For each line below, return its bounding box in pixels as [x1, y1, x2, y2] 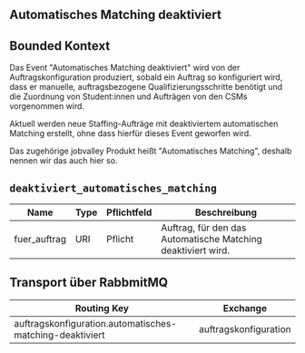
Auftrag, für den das [160, 221, 247, 234]
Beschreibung [194, 206, 257, 219]
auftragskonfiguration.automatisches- [14, 317, 177, 329]
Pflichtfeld [105, 206, 152, 219]
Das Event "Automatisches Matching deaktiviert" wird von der [9, 63, 241, 74]
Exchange [222, 301, 268, 314]
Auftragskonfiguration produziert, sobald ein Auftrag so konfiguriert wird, [9, 72, 283, 83]
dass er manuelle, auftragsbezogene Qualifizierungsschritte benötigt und [9, 82, 283, 93]
